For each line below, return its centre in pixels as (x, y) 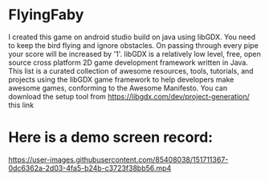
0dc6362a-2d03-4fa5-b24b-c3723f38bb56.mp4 (90, 168)
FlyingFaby (46, 15)
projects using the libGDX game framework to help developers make (121, 79)
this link (21, 105)
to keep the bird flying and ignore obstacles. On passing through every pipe (133, 45)
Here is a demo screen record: (111, 137)
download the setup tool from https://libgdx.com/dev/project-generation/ (129, 96)
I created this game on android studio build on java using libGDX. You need (132, 37)
